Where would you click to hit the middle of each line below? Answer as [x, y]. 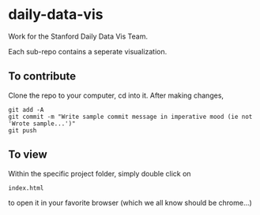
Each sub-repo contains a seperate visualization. [88, 51]
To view [28, 155]
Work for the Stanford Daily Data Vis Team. [78, 36]
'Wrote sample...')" [42, 124]
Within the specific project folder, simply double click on [100, 173]
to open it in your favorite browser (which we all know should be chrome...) [130, 202]
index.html [26, 188]
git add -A [26, 109]
